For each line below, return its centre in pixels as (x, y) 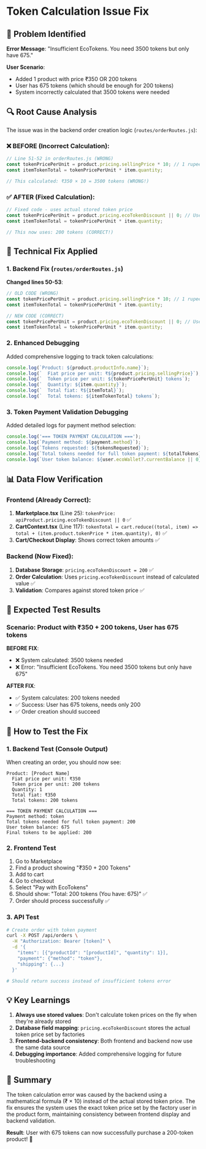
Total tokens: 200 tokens (45, 800)
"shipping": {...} (41, 964)
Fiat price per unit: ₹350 (46, 779)
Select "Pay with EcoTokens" (52, 887)
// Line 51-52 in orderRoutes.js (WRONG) (60, 159)
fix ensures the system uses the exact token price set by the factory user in (102, 1108)
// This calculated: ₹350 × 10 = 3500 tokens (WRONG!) (78, 181)
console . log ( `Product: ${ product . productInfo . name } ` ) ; (78, 368)
